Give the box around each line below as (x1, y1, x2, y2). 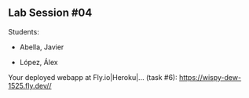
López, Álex (19, 57, 58, 67)
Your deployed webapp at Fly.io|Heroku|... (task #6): (8, 72, 178, 82)
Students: (8, 27, 39, 36)
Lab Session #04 (8, 6, 93, 20)
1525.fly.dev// (8, 81, 53, 90)
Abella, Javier (19, 42, 64, 52)
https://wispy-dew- (179, 72, 242, 82)
